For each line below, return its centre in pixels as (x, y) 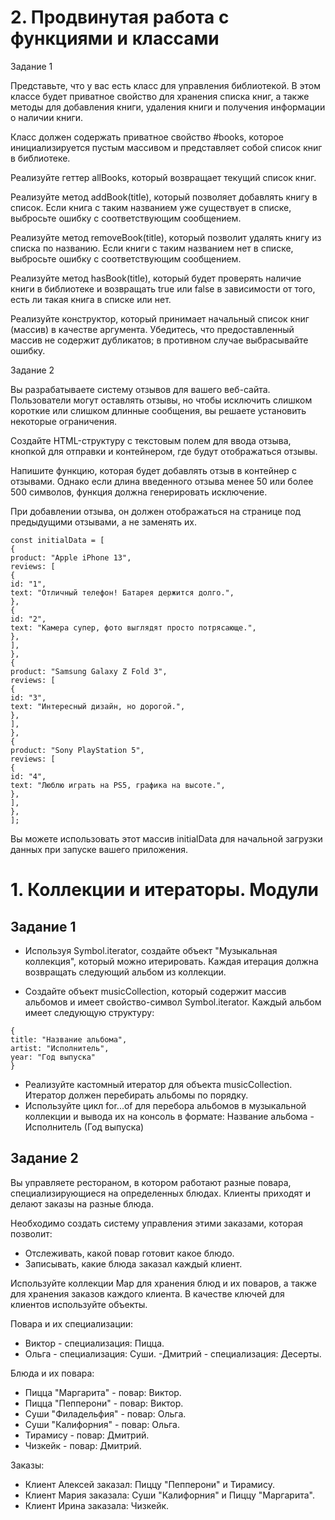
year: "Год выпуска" (53, 1057)
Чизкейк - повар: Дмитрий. (83, 1445)
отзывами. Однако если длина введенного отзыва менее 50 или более (162, 481)
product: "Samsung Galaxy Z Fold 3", (89, 671)
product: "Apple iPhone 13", (71, 557)
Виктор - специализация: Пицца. (94, 1343)
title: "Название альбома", (69, 1039)
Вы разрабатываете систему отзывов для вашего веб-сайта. (140, 389)
